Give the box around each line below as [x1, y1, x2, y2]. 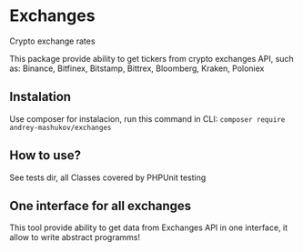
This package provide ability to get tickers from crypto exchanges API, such [9, 53, 294, 64]
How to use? [9, 147, 82, 164]
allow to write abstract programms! [9, 232, 141, 243]
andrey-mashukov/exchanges [9, 123, 112, 132]
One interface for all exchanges [9, 197, 192, 214]
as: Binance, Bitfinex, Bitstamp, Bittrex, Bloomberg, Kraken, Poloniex [9, 63, 265, 74]
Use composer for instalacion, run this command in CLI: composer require [9, 113, 286, 124]
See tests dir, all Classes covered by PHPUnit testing [9, 172, 207, 183]
